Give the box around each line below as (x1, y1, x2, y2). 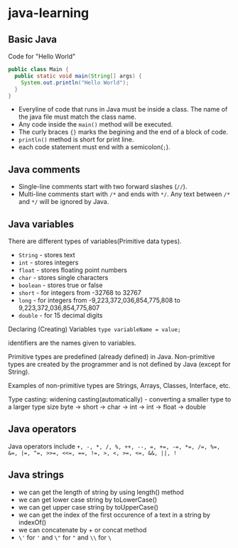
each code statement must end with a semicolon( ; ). (18, 143, 171, 151)
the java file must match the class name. (18, 112, 137, 122)
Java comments (8, 163, 81, 176)
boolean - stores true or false (18, 281, 103, 289)
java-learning (8, 5, 90, 21)
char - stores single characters (18, 274, 109, 281)
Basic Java (8, 33, 58, 45)
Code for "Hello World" (8, 52, 76, 60)
